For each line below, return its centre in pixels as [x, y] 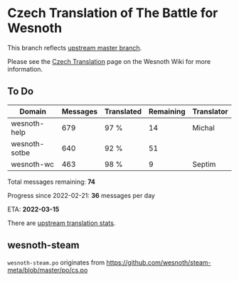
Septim [204, 164]
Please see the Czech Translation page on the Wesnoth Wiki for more [109, 61]
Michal [203, 128]
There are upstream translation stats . [62, 223]
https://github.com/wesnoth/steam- [159, 262]
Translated [123, 111]
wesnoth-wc [33, 164]
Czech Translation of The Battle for [113, 13]
